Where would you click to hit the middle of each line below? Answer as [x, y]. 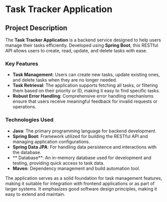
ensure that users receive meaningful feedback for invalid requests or [85, 101]
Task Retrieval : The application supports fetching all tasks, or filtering [85, 85]
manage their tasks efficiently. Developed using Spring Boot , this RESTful [82, 45]
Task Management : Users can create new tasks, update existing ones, [86, 75]
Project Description [36, 28]
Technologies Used [30, 120]
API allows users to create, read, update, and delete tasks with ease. [76, 51]
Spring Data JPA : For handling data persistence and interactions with [85, 147]
